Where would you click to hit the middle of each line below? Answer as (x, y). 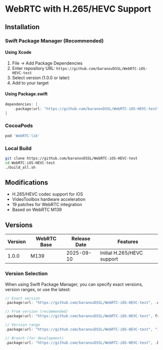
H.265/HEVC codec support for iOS (48, 194)
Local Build (18, 148)
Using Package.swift (26, 94)
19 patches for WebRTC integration (47, 205)
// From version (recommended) (37, 312)
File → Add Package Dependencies (47, 63)
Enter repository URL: (33, 68)
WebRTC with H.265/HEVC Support (78, 9)
